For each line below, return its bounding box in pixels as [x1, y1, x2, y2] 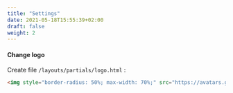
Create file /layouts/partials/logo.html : [7, 66, 126, 74]
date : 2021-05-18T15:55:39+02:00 [7, 17, 104, 23]
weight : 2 [7, 29, 36, 37]
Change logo [7, 50, 45, 59]
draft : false [7, 23, 45, 30]
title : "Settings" [7, 10, 60, 17]
